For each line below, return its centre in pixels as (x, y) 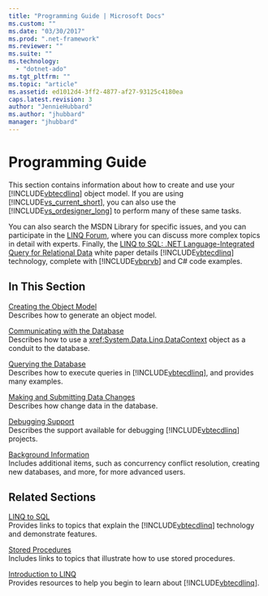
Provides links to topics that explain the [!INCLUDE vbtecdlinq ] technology (132, 525)
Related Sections (52, 497)
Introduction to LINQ (43, 574)
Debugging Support (41, 421)
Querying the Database (48, 364)
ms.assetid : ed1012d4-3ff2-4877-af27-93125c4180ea (96, 92)
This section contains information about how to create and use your (122, 185)
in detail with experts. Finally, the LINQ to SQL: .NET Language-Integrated (132, 243)
